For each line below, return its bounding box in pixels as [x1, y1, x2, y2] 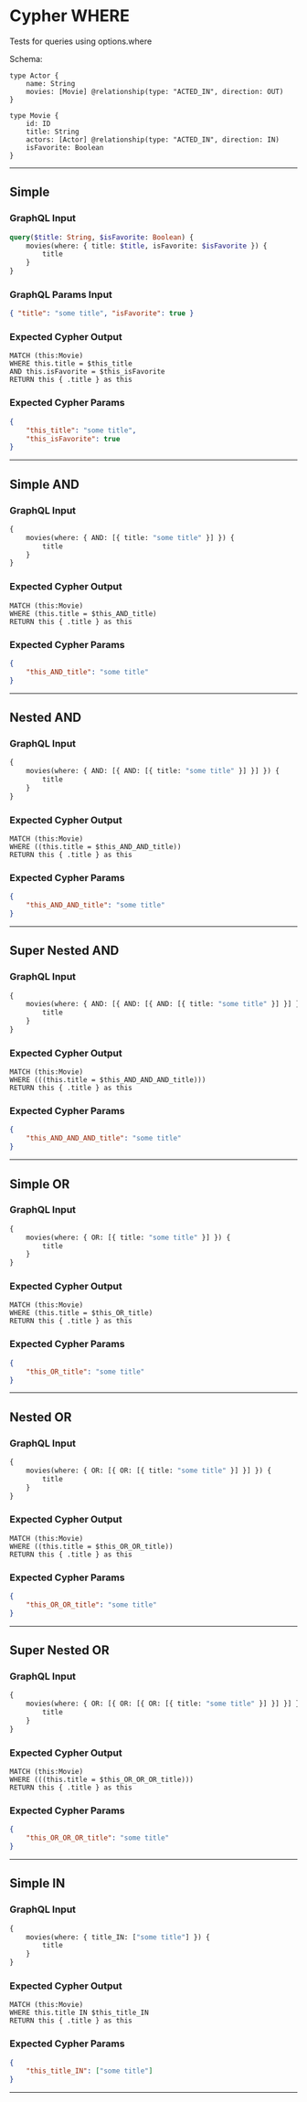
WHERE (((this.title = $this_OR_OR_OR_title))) [9, 1775, 195, 1785]
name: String [26, 79, 76, 88]
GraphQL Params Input [9, 288, 112, 301]
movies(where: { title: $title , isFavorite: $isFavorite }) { [26, 241, 268, 250]
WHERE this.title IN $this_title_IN [9, 2008, 149, 2018]
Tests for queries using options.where [9, 36, 153, 47]
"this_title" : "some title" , [26, 426, 137, 435]
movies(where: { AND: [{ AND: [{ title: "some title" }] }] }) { [26, 767, 281, 776]
